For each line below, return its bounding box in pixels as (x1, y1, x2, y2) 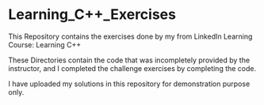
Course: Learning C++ (8, 39, 82, 49)
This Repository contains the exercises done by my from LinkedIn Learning (8, 32, 253, 41)
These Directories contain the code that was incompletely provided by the (8, 55, 251, 65)
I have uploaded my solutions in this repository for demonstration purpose (8, 79, 251, 88)
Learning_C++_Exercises (8, 6, 177, 24)
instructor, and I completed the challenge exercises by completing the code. (8, 63, 257, 73)
